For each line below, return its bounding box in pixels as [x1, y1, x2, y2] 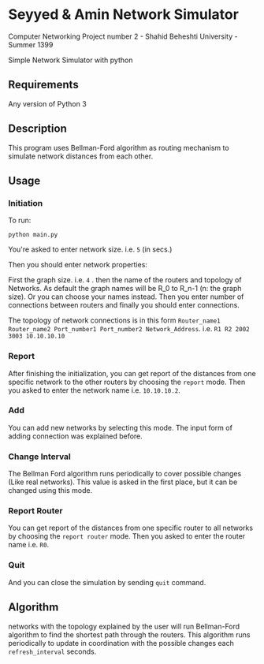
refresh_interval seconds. [8, 647, 97, 656]
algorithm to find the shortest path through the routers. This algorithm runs [8, 629, 251, 640]
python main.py [8, 231, 58, 239]
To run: [8, 215, 32, 226]
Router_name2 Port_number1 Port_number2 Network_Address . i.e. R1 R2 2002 [8, 324, 250, 334]
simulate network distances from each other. [8, 151, 154, 161]
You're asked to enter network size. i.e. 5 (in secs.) [8, 244, 173, 254]
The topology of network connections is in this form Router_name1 [8, 315, 221, 325]
